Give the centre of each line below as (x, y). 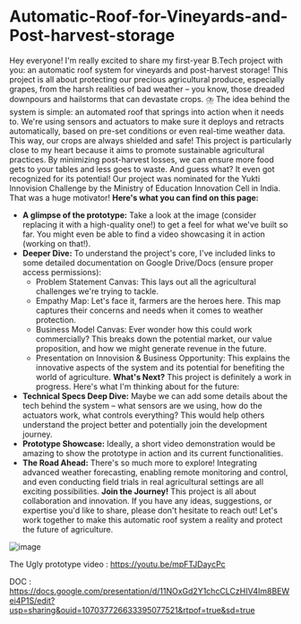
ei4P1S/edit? (32, 600)
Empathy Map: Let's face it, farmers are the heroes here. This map (158, 300)
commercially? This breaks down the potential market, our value (154, 339)
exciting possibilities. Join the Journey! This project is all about (139, 491)
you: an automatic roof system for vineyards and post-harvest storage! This (149, 70)
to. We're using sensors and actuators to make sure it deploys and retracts (147, 121)
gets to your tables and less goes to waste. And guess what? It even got (142, 169)
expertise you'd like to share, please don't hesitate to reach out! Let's (150, 510)
